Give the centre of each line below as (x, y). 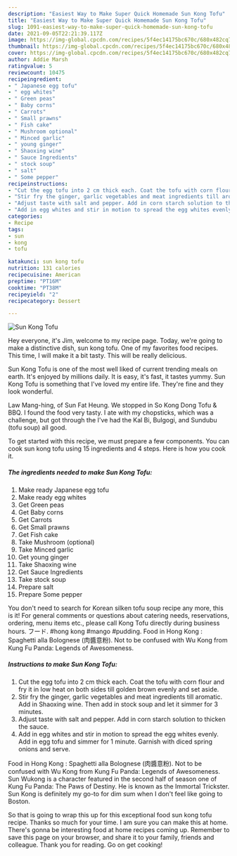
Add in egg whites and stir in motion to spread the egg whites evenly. (118, 734)
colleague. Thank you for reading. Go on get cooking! (85, 845)
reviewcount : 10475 (37, 72)
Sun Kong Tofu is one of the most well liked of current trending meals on (113, 369)
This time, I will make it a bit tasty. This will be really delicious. (97, 356)
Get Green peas (41, 505)
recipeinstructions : (38, 183)
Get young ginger (44, 557)
